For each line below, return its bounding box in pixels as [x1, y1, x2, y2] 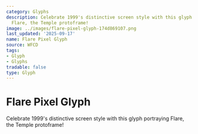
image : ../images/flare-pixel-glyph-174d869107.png [6, 25, 136, 32]
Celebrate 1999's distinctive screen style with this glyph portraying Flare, [6, 115, 185, 122]
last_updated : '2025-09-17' [6, 31, 76, 37]
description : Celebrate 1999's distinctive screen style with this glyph [6, 14, 193, 20]
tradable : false [6, 64, 46, 70]
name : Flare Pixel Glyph [6, 36, 68, 42]
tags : [6, 48, 20, 54]
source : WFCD [6, 42, 39, 48]
